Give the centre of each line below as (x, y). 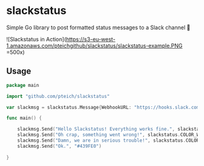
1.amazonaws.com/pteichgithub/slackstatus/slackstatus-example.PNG (95, 46)
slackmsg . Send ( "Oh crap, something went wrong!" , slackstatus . (99, 135)
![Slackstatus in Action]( (36, 39)
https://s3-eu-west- (91, 39)
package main (23, 85)
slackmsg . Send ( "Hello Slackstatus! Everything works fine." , (96, 129)
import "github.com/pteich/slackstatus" (58, 96)
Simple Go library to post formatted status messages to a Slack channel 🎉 (98, 27)
